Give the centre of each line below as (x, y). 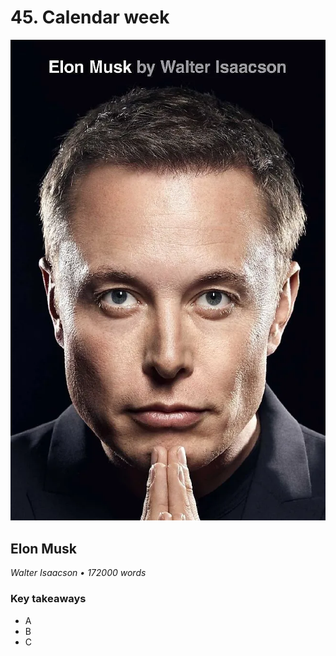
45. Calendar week (90, 17)
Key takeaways (48, 599)
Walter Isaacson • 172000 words (78, 573)
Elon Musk (43, 548)
